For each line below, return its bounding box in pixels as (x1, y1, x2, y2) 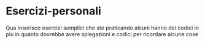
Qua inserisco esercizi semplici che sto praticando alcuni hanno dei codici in (6, 24, 199, 31)
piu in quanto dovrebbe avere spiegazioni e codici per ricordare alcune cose (6, 30, 199, 37)
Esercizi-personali (6, 4, 102, 18)
